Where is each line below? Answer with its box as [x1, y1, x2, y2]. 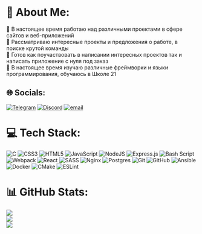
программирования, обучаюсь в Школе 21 [6, 70, 117, 77]
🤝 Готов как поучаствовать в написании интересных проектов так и [6, 51, 183, 58]
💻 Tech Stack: [6, 126, 81, 139]
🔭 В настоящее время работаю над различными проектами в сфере [6, 25, 183, 33]
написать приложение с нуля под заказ [6, 57, 109, 65]
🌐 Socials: [6, 87, 46, 98]
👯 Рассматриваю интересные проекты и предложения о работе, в [6, 38, 178, 45]
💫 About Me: [6, 5, 70, 19]
